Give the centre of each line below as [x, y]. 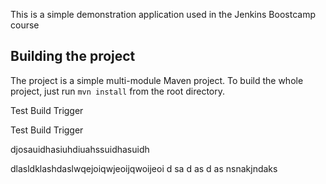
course [25, 25]
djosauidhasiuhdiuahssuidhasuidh [80, 149]
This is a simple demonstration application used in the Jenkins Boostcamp [163, 14]
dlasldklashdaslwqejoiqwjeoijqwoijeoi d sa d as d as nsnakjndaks [144, 168]
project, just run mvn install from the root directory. [118, 91]
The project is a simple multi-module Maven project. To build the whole [157, 80]
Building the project [73, 56]
